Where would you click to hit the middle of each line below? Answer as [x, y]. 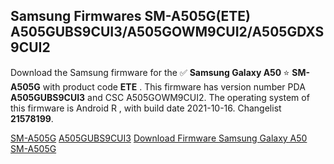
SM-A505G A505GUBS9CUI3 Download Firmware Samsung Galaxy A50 [159, 138]
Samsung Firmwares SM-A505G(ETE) [130, 16]
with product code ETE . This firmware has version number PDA [174, 86]
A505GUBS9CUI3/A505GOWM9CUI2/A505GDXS [167, 32]
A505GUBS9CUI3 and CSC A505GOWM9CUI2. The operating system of [160, 97]
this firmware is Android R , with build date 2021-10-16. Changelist [146, 108]
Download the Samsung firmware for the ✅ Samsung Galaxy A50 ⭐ [150, 72]
